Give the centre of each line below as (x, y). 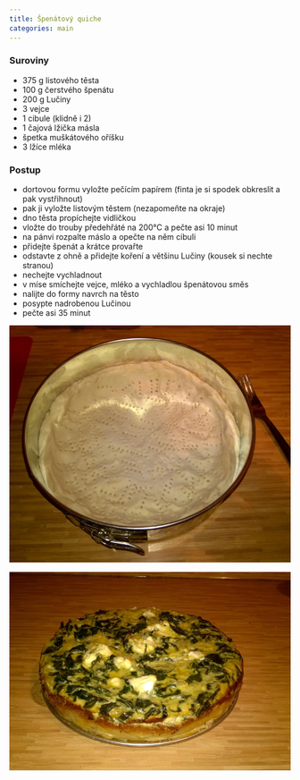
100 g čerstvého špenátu (68, 89)
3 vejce (36, 108)
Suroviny (29, 61)
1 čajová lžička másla (61, 127)
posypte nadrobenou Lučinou (76, 303)
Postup (25, 170)
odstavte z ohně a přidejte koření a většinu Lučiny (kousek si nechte (147, 256)
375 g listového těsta (61, 80)
